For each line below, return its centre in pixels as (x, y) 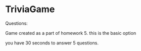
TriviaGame (30, 9)
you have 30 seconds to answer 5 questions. (52, 43)
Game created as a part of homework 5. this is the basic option (71, 33)
